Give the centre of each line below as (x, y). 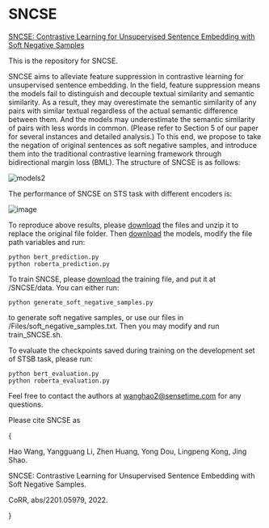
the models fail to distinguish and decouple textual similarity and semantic (131, 93)
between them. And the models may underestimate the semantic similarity (132, 119)
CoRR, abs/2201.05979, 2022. (58, 500)
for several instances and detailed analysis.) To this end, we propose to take (135, 136)
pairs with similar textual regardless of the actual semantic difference (123, 111)
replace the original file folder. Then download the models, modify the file (130, 233)
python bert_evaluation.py (54, 374)
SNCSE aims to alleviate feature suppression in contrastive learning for (126, 76)
